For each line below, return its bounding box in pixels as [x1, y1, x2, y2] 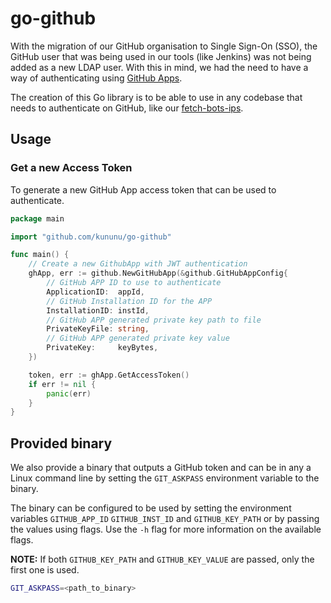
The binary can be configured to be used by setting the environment [10, 502, 292, 514]
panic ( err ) [46, 388, 92, 399]
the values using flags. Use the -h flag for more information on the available [10, 523, 322, 536]
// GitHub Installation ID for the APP [46, 296, 213, 306]
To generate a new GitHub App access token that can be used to [10, 183, 277, 196]
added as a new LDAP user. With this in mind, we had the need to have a [10, 61, 309, 73]
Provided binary [10, 435, 113, 452]
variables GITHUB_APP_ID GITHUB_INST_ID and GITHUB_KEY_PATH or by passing [10, 513, 320, 525]
